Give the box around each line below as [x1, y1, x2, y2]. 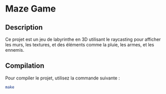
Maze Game [5, 3, 56, 15]
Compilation [5, 61, 44, 70]
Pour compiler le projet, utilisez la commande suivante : [5, 75, 120, 81]
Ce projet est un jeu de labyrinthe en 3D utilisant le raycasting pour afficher [5, 36, 161, 42]
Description [5, 23, 43, 32]
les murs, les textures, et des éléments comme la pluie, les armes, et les [5, 42, 154, 48]
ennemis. [5, 47, 24, 53]
